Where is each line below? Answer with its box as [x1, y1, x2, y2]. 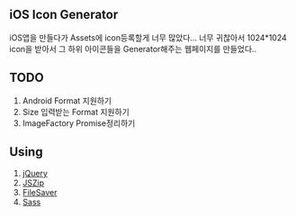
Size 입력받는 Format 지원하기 [22, 106, 130, 117]
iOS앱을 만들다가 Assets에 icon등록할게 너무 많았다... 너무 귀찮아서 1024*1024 [9, 31, 288, 43]
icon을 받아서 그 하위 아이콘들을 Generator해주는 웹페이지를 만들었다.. [9, 43, 257, 54]
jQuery [22, 168, 48, 179]
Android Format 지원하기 [22, 94, 112, 106]
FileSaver [22, 187, 58, 198]
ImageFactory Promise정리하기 [22, 117, 136, 129]
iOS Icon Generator [9, 7, 119, 22]
